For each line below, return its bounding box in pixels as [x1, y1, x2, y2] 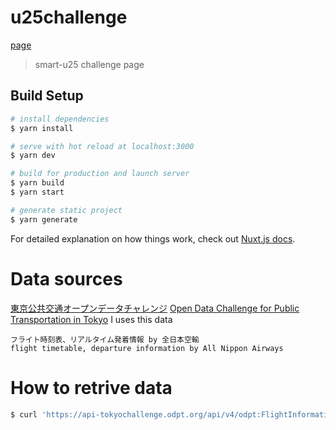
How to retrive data [10, 376, 173, 399]
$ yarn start [10, 187, 65, 197]
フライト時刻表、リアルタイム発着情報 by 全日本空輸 [10, 334, 200, 345]
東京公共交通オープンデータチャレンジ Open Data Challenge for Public [10, 302, 300, 314]
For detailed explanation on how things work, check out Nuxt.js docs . [10, 232, 296, 245]
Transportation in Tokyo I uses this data [10, 313, 173, 325]
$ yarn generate [10, 214, 78, 225]
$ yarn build [10, 178, 65, 188]
